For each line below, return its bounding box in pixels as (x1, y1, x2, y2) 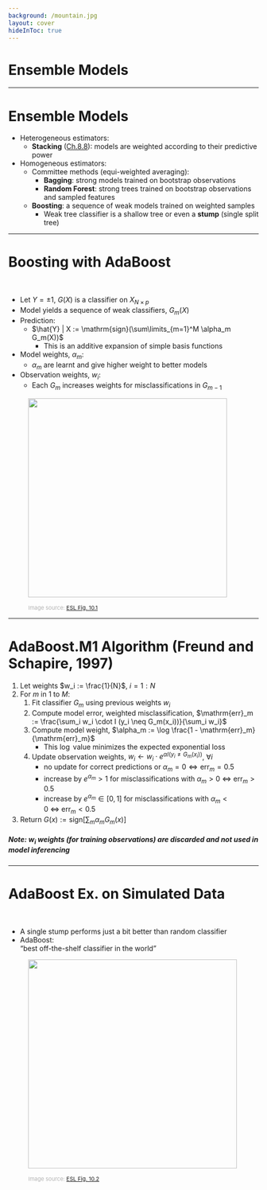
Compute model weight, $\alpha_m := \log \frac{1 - (31, 725, 199, 735)
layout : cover (8, 19, 56, 27)
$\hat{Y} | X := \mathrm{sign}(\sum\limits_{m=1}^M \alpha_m (31, 324, 231, 334)
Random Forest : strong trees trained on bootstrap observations (43, 184, 252, 193)
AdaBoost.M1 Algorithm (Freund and (8, 638, 254, 656)
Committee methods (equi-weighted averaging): (31, 167, 190, 177)
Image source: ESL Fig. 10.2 (28, 1175, 100, 1183)
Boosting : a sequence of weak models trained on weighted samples (31, 201, 256, 211)
